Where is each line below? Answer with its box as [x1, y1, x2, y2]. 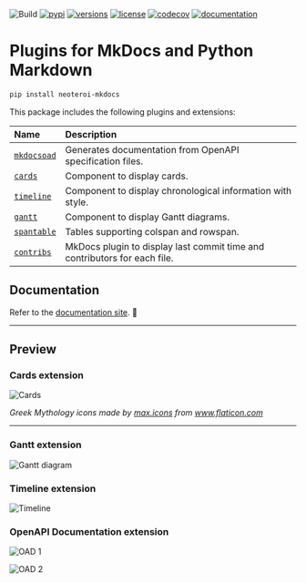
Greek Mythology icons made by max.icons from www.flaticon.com [9, 407, 264, 418]
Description [65, 128, 117, 140]
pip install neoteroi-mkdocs [9, 89, 120, 99]
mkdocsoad [14, 150, 56, 160]
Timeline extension [9, 482, 97, 495]
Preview [9, 342, 57, 357]
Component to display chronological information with [65, 184, 292, 197]
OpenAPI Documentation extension [9, 525, 169, 537]
